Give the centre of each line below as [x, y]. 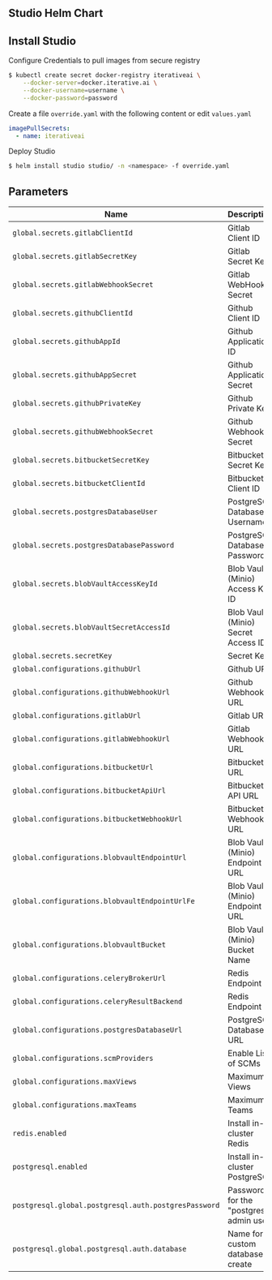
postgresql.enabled [50, 1167]
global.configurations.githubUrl [77, 669]
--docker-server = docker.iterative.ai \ [90, 83]
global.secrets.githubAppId [66, 341]
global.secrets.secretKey [62, 656]
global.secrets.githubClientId [73, 313]
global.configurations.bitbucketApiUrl [89, 791]
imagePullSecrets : [39, 128]
